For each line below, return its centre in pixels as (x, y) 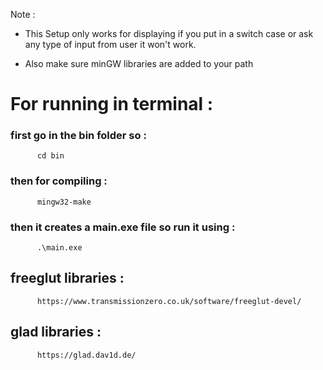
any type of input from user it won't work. (110, 44)
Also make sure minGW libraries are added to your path (139, 63)
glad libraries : (56, 332)
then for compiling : (59, 181)
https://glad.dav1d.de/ (86, 355)
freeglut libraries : (67, 278)
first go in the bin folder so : (78, 136)
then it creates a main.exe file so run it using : (123, 227)
